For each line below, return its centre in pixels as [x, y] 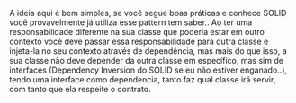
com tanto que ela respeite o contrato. [80, 89]
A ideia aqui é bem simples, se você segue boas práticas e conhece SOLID [148, 13]
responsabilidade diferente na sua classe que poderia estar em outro [137, 32]
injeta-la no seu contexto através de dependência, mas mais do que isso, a [148, 51]
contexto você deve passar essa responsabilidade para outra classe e [139, 41]
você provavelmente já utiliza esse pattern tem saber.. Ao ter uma [131, 22]
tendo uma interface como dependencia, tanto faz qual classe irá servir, [143, 79]
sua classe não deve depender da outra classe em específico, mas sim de [146, 60]
